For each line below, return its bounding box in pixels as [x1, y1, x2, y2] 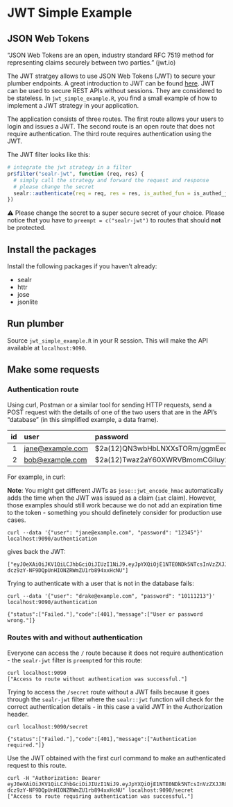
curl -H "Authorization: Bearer [7, 774, 101, 781]
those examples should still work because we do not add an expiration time [7, 500, 223, 509]
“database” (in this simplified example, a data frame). [7, 415, 159, 423]
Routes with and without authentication [7, 633, 144, 642]
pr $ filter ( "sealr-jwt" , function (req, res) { [7, 170, 144, 177]
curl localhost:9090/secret [7, 723, 89, 731]
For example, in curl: [7, 473, 66, 481]
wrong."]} [7, 617, 36, 623]
